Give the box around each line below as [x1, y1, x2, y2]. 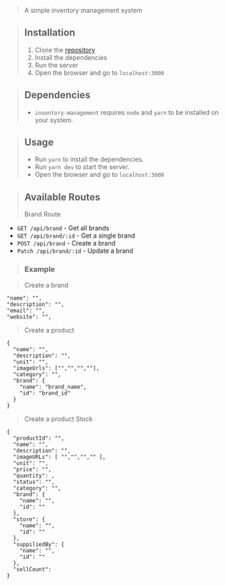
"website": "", [6, 313, 52, 320]
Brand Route [24, 210, 61, 218]
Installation [24, 26, 76, 39]
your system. [34, 116, 73, 124]
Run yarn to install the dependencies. [34, 155, 144, 163]
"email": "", [6, 307, 46, 314]
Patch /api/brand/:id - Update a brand [16, 246, 133, 256]
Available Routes [24, 191, 101, 203]
